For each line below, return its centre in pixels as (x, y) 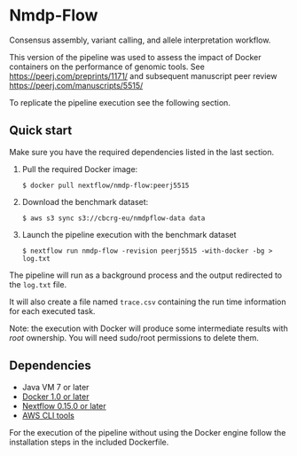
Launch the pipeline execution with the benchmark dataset (129, 234)
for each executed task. (52, 311)
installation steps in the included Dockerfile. (89, 442)
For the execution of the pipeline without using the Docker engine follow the (148, 432)
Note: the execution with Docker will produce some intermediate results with (148, 328)
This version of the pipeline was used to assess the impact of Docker (135, 57)
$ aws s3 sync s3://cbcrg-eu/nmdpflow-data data (113, 218)
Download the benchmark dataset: (85, 201)
